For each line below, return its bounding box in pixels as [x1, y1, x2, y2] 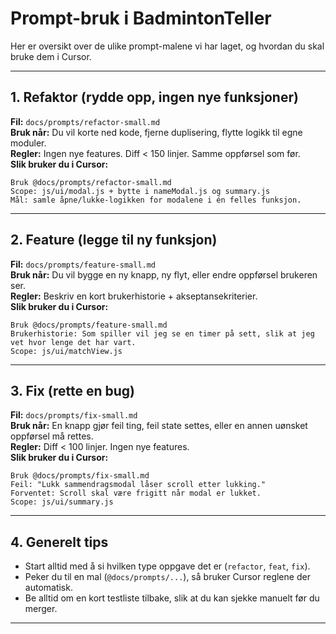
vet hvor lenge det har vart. [10, 337, 137, 347]
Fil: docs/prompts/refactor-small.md [10, 115, 161, 127]
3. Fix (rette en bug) [10, 382, 135, 399]
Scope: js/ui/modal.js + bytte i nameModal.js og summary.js [10, 186, 271, 196]
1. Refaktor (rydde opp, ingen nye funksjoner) [10, 89, 299, 106]
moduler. [10, 137, 47, 149]
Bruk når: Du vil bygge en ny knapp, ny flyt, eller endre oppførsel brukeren [10, 268, 318, 281]
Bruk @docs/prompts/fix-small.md [10, 471, 150, 481]
